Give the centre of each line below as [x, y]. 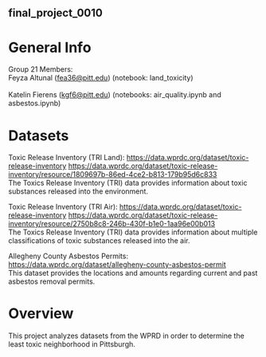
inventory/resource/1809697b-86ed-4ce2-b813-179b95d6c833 [113, 175]
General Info [50, 47]
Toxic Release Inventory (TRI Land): [66, 158]
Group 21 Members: [41, 69]
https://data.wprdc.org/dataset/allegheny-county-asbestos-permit [117, 265]
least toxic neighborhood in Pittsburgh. [72, 344]
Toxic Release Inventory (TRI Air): [63, 207]
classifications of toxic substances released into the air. [99, 241]
